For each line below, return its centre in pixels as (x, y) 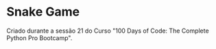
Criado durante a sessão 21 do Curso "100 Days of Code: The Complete (108, 31)
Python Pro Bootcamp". (39, 37)
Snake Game (43, 12)
